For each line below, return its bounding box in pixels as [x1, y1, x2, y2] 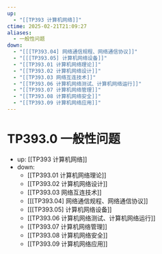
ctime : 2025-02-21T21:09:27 [7, 23, 87, 30]
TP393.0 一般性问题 [7, 131, 121, 147]
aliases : [7, 29, 32, 36]
